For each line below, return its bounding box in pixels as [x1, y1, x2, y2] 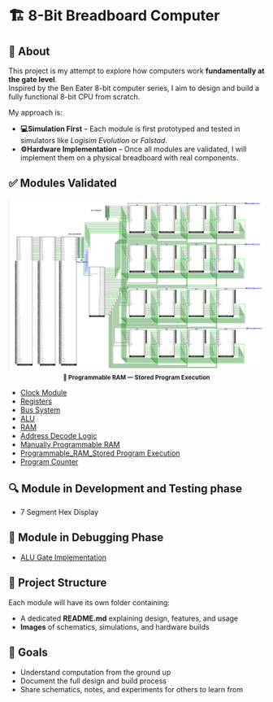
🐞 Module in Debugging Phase [8, 530, 164, 545]
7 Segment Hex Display [19, 508, 99, 517]
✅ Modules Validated [8, 177, 118, 190]
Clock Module [19, 388, 67, 398]
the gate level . [8, 75, 58, 84]
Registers [19, 396, 53, 407]
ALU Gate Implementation [19, 552, 107, 562]
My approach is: [8, 107, 63, 117]
